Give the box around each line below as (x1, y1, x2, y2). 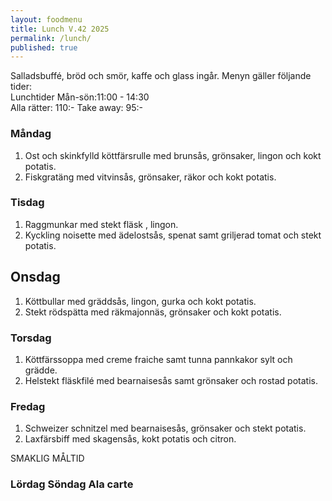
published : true (10, 42, 78, 53)
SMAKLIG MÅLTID (10, 452, 85, 465)
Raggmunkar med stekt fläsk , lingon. (24, 218, 179, 230)
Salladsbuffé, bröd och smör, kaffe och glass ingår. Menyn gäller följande (10, 70, 312, 82)
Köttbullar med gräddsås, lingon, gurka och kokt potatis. (24, 295, 257, 307)
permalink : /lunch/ (10, 33, 92, 43)
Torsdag (10, 331, 52, 345)
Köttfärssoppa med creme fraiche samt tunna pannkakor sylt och (24, 353, 293, 365)
